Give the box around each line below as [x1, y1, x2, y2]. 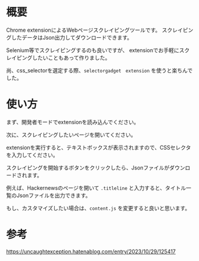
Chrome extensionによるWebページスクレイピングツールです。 [6, 26, 161, 34]
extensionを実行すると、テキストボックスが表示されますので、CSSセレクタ [6, 144, 191, 151]
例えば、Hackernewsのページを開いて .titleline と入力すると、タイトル [6, 184, 186, 192]
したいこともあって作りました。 [32, 54, 111, 61]
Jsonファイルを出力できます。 [16, 192, 91, 199]
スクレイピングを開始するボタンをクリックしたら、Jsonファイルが [6, 164, 170, 171]
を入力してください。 [6, 151, 58, 159]
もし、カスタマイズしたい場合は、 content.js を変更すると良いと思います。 [6, 204, 191, 211]
